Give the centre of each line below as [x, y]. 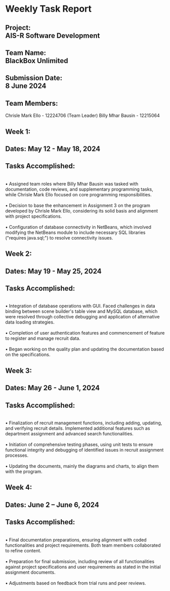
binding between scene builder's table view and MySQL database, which [81, 311]
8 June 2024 [26, 86]
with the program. [24, 471]
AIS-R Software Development [53, 35]
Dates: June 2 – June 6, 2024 [52, 505]
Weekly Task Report [48, 9]
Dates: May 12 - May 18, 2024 [53, 149]
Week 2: [19, 254]
